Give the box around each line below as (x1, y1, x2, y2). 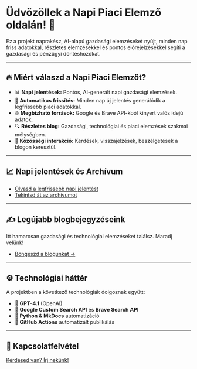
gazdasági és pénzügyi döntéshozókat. (6, 50, 101, 57)
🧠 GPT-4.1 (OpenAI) (14, 300, 63, 307)
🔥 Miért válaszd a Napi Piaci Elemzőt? (6, 73, 147, 83)
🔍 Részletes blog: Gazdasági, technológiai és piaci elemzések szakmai (14, 122, 188, 129)
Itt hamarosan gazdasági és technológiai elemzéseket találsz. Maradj (6, 233, 172, 240)
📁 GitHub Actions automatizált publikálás (14, 319, 115, 326)
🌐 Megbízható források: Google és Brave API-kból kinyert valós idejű (14, 109, 184, 117)
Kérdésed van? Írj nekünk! (6, 357, 69, 363)
